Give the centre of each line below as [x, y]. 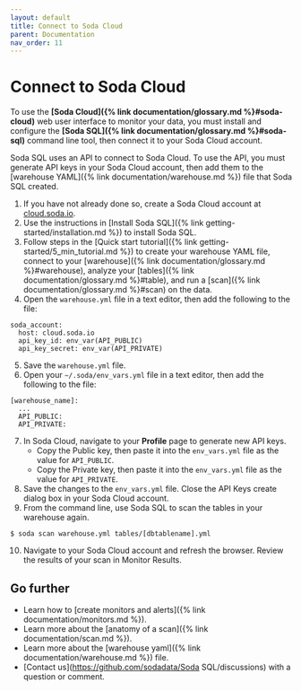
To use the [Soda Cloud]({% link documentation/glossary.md [126, 112]
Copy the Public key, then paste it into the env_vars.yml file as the [158, 450]
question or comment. [64, 677]
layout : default [40, 17]
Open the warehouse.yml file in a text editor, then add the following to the [156, 299]
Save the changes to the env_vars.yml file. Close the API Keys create [150, 489]
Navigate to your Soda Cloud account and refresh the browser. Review [153, 551]
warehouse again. [56, 518]
